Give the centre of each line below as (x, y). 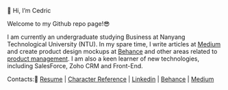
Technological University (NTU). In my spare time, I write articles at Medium (114, 44)
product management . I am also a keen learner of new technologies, (103, 59)
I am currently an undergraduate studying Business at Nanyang (96, 37)
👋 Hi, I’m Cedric (29, 11)
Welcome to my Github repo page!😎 (59, 24)
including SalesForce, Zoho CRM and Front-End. (75, 66)
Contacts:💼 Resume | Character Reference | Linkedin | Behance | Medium (111, 79)
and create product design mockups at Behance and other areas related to (112, 51)
